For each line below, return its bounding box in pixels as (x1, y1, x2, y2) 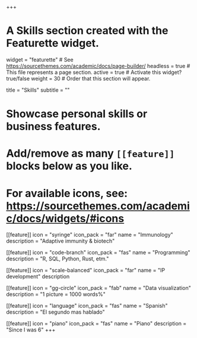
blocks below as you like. (6, 159, 132, 173)
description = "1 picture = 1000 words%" (6, 291, 106, 298)
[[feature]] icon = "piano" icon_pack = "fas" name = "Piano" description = (6, 320, 187, 327)
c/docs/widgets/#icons (6, 211, 125, 225)
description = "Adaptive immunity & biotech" (6, 237, 115, 244)
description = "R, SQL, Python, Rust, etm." (6, 255, 109, 262)
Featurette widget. (6, 37, 100, 50)
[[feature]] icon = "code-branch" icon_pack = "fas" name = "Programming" (6, 249, 191, 256)
